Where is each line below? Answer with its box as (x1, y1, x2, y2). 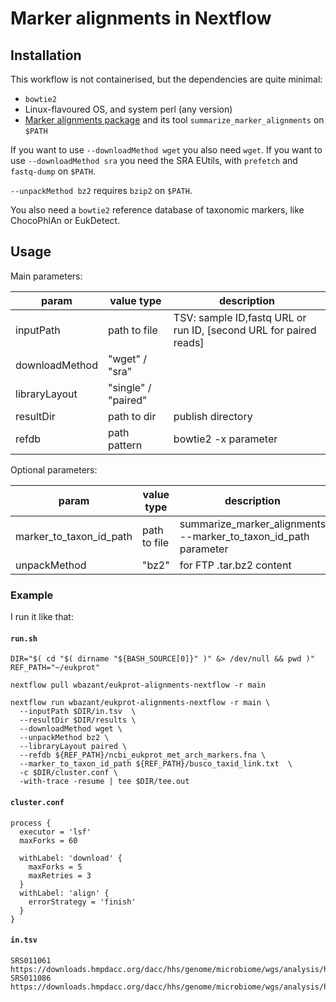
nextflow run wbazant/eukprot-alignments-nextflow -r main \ (10, 698, 271, 708)
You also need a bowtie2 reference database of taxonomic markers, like (10, 204, 305, 216)
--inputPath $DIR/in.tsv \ (19, 707, 137, 717)
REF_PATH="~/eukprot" (10, 663, 101, 673)
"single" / (107, 380, 152, 394)
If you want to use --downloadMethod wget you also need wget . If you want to (10, 144, 323, 156)
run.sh (10, 633, 38, 644)
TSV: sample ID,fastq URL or (173, 310, 307, 324)
